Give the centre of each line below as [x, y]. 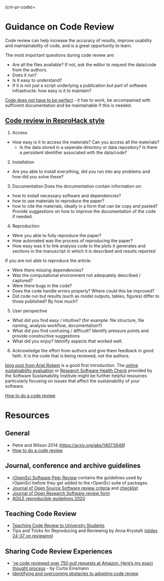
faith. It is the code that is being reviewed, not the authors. [71, 356]
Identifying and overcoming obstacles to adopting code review [75, 574]
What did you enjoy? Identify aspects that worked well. [67, 341]
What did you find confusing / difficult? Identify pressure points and [80, 331]
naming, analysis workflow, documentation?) [57, 325]
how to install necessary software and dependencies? [67, 195]
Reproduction [26, 226]
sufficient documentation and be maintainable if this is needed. [69, 105]
